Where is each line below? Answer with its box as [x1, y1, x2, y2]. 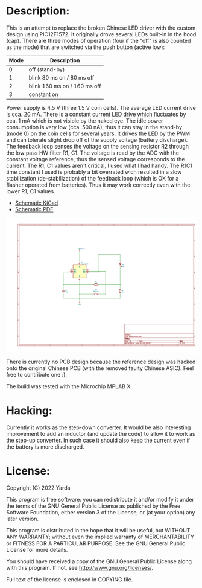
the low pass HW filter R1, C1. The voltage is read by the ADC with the [6, 149, 180, 156]
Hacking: [6, 403, 52, 417]
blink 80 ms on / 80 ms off [28, 74, 95, 81]
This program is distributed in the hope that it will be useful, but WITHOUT [6, 526, 191, 534]
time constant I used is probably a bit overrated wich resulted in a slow [6, 168, 182, 176]
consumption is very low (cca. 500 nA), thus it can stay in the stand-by [6, 123, 183, 130]
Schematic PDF [14, 205, 54, 213]
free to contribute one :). [6, 371, 68, 378]
